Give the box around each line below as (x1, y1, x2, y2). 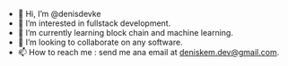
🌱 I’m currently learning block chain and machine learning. (17, 28, 233, 37)
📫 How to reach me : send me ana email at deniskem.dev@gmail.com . (17, 47, 280, 57)
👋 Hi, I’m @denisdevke (17, 9, 101, 19)
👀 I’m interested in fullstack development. (17, 18, 171, 29)
